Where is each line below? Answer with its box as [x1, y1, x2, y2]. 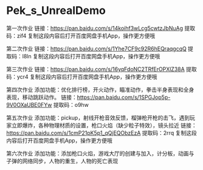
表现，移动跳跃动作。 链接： [6, 93, 77, 101]
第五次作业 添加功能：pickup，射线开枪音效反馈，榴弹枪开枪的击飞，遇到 [6, 114, 190, 121]
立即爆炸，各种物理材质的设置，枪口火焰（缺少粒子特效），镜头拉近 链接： [11, 121, 197, 129]
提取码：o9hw [53, 101, 89, 108]
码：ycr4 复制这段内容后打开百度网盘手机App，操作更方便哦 [6, 73, 157, 80]
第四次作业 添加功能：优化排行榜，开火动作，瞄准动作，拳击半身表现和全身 [6, 86, 194, 93]
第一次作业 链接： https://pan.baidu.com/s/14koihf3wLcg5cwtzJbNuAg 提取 [6, 24, 196, 32]
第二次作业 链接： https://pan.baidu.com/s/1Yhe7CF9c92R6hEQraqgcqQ [6, 45, 187, 52]
